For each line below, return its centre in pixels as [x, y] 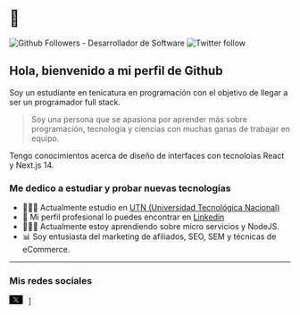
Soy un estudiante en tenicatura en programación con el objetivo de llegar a [149, 92]
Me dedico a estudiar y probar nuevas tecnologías [120, 188]
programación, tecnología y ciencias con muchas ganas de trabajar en [161, 128]
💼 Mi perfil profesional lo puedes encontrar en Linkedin [123, 217]
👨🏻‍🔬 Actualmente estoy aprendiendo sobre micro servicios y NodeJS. [150, 227]
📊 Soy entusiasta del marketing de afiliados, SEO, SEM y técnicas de [149, 236]
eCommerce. [46, 250]
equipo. [45, 138]
